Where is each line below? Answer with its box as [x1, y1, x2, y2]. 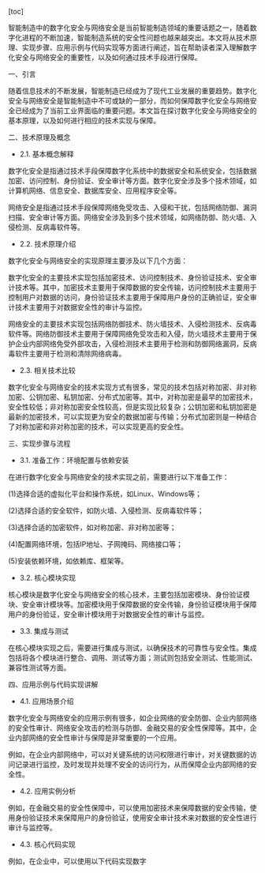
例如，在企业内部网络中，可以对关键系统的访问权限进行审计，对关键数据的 [8, 750, 250, 759]
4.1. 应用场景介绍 [19, 697, 74, 706]
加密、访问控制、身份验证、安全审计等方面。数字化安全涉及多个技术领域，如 [8, 176, 257, 185]
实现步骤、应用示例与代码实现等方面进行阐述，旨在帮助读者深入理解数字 [21, 43, 257, 52]
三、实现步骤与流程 [8, 438, 71, 448]
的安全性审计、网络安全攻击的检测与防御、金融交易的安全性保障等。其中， [8, 723, 250, 732]
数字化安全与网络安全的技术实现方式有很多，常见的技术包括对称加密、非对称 [8, 382, 257, 392]
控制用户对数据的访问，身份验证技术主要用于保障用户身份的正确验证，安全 [8, 292, 250, 302]
